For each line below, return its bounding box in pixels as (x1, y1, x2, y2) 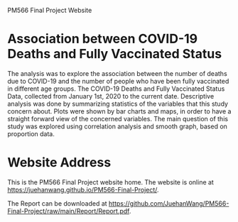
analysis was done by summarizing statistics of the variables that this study (7, 99, 229, 108)
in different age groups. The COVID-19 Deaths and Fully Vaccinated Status (7, 84, 225, 93)
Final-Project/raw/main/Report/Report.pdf (7, 206, 130, 215)
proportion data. (7, 129, 55, 138)
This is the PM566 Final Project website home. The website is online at (7, 177, 215, 187)
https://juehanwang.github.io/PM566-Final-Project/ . (7, 185, 159, 194)
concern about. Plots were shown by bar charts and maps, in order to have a (7, 106, 232, 116)
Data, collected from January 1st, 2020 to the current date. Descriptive (7, 91, 215, 100)
